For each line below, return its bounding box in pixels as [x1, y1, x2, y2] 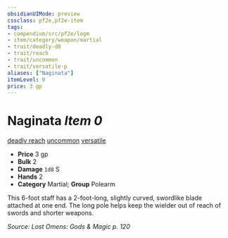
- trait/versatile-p [7, 63, 68, 70]
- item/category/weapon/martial [7, 37, 102, 44]
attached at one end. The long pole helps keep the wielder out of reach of [7, 201, 222, 210]
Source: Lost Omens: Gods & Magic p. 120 [7, 222, 130, 231]
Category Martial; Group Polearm [17, 180, 116, 189]
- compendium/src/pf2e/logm [7, 30, 90, 37]
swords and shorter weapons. [7, 209, 94, 218]
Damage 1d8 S [17, 165, 60, 174]
